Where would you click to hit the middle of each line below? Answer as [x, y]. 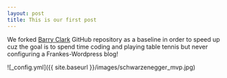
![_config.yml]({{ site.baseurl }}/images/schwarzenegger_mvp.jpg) [101, 67]
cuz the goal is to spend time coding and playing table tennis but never [108, 47]
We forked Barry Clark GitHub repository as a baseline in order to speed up [113, 39]
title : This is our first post [52, 20]
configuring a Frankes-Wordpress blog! [63, 54]
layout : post [26, 13]
